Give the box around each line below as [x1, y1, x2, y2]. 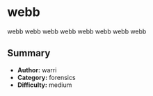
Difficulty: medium [17, 81, 72, 89]
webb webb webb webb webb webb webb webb [7, 27, 147, 35]
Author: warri [17, 65, 57, 74]
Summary [7, 47, 51, 59]
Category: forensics [17, 73, 76, 81]
